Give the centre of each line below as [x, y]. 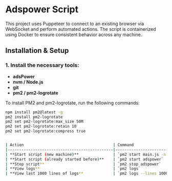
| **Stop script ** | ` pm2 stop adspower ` [83, 164]
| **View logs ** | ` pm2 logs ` [73, 169]
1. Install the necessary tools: [42, 65]
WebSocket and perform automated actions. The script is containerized [81, 29]
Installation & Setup [37, 51]
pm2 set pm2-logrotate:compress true [46, 131]
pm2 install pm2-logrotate [34, 117]
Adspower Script [42, 9]
